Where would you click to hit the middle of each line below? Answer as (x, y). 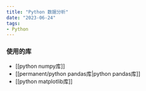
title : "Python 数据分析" (38, 12)
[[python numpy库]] (40, 66)
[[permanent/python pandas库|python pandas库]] (78, 73)
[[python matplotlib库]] (44, 81)
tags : (13, 23)
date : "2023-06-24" (31, 18)
